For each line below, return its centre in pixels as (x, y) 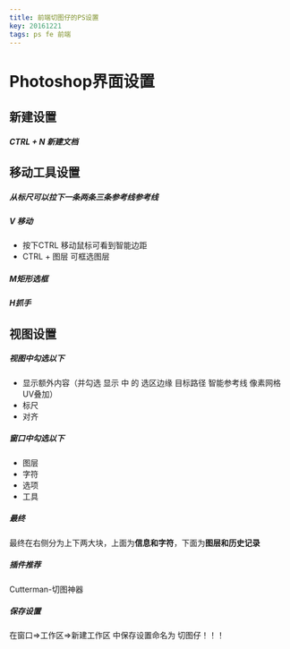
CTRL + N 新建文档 (44, 141)
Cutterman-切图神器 (47, 589)
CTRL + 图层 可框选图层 (66, 257)
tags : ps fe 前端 (40, 34)
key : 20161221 (36, 26)
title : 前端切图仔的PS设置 (54, 17)
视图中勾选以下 (37, 358)
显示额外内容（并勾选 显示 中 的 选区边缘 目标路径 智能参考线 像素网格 (152, 382)
